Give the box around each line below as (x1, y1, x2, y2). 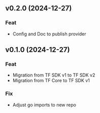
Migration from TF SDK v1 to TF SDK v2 (12, 72, 95, 78)
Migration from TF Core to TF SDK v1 (12, 78, 90, 84)
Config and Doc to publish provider (12, 30, 86, 37)
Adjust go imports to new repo (12, 101, 76, 108)
